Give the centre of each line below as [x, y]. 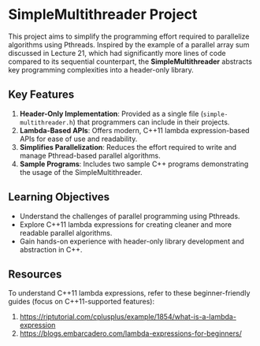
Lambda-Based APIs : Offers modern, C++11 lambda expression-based [134, 130]
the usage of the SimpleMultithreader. [81, 172]
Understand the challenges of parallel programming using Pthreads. [130, 216]
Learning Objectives [59, 197]
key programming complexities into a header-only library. [101, 69]
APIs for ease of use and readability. [78, 139]
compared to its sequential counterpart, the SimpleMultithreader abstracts [130, 61]
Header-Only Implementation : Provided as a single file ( [111, 113]
